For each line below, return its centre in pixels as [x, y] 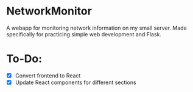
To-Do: [24, 59]
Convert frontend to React [48, 75]
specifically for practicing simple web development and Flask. [84, 34]
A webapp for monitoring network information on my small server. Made [96, 28]
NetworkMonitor [49, 11]
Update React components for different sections [75, 82]
